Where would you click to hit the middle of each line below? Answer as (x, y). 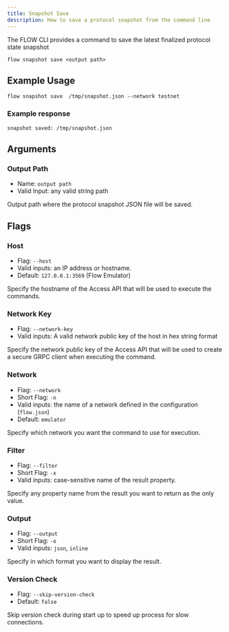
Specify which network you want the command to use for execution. (104, 432)
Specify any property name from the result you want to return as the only (111, 493)
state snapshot (28, 47)
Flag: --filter (37, 465)
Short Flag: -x (36, 472)
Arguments (32, 149)
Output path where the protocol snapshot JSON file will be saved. (100, 205)
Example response (39, 114)
